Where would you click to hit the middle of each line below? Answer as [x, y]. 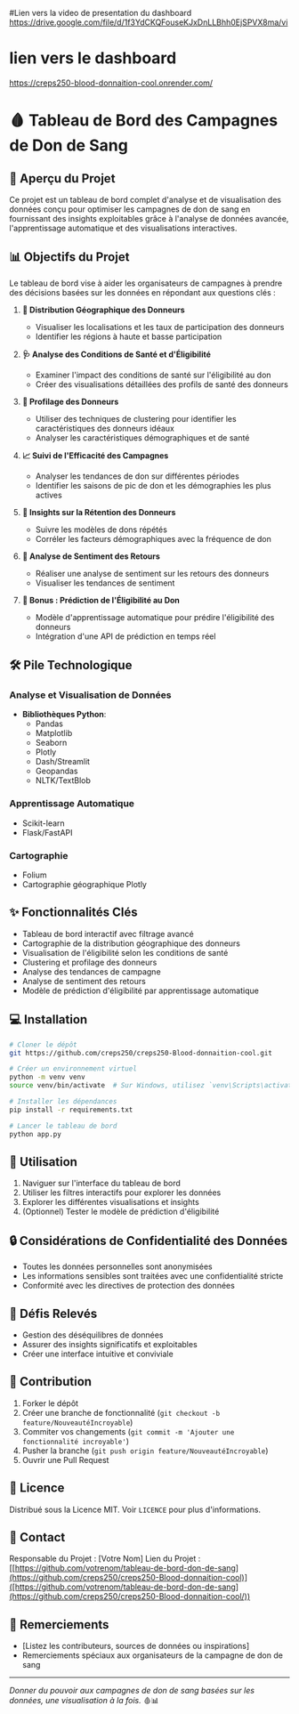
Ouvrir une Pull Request [65, 1459]
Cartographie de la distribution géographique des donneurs [131, 943]
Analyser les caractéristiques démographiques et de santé [142, 437]
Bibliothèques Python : [64, 715]
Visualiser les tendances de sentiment [105, 583]
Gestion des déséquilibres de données [93, 1335]
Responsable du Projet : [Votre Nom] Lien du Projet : [105, 1559]
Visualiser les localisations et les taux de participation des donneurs [160, 327]
